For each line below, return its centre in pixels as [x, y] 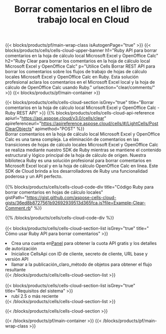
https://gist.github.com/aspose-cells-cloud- [71, 198]
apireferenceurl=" [23, 123]
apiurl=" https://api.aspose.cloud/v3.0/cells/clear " [56, 118]
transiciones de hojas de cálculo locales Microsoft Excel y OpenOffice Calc [82, 145]
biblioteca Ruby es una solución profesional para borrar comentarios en [78, 161]
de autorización [21, 249]
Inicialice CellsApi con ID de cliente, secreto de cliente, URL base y [80, 254]
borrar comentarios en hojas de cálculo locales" [54, 192]
